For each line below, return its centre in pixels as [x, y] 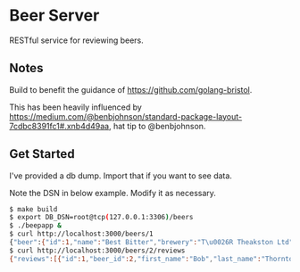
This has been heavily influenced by [76, 107]
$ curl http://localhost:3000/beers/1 [81, 234]
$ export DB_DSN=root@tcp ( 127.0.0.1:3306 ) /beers [101, 218]
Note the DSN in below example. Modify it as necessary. [113, 193]
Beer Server [54, 16]
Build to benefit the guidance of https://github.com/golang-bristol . [131, 89]
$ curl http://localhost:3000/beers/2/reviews [97, 251]
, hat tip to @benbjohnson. [157, 126]
